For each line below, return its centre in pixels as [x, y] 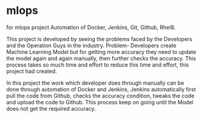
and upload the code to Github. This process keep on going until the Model [100, 102]
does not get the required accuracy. [51, 108]
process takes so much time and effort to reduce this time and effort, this [98, 65]
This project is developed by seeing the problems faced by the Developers [99, 39]
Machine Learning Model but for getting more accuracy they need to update [101, 51]
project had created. [32, 71]
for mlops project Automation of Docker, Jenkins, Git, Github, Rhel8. [91, 27]
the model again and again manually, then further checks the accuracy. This [101, 58]
